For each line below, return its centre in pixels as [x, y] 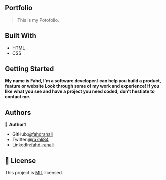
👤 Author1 [16, 125]
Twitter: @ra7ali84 [30, 140]
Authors [18, 112]
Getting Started [30, 69]
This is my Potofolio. [38, 20]
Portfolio [19, 8]
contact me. [18, 97]
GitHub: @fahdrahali [33, 134]
